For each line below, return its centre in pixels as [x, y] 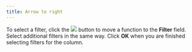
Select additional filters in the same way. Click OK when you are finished [96, 36]
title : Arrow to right [34, 12]
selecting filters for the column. [45, 42]
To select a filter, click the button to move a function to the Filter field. [96, 29]
